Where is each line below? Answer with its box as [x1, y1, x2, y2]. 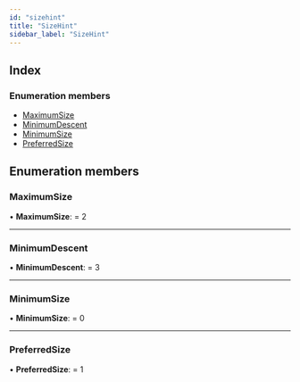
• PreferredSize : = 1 [9, 363, 84, 375]
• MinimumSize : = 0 [9, 313, 85, 324]
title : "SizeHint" [9, 21, 78, 30]
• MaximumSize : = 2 [9, 211, 87, 221]
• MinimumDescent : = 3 [9, 262, 100, 273]
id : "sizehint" [9, 12, 66, 22]
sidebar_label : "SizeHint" [9, 29, 110, 38]
